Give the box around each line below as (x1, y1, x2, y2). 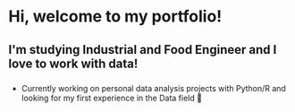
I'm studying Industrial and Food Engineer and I (8, 42, 277, 57)
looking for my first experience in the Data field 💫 (21, 92, 203, 103)
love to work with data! (8, 56, 139, 71)
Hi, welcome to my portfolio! (8, 6, 223, 27)
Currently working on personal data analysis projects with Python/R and (21, 82, 287, 93)
